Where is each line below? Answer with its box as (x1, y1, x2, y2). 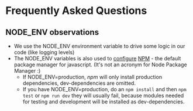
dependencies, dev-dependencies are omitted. (22, 80, 136, 87)
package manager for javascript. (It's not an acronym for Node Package (13, 61, 188, 68)
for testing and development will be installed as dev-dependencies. (22, 98, 185, 105)
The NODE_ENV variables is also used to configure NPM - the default (13, 55, 181, 62)
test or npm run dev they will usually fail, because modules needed (22, 92, 184, 99)
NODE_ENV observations (5, 27, 99, 37)
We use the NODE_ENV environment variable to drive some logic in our (13, 42, 185, 49)
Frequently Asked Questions (5, 4, 147, 17)
